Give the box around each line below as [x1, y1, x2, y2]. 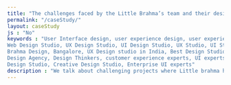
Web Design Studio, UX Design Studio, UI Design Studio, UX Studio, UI [7, 42, 217, 49]
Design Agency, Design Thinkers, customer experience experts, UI [7, 55, 201, 62]
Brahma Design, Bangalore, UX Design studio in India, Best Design [7, 49, 205, 56]
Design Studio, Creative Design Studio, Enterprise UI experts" [7, 61, 195, 68]
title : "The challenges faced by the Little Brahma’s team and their [7, 10, 211, 17]
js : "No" [7, 29, 36, 36]
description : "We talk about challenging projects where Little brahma [7, 67, 220, 74]
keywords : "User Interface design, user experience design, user [7, 36, 201, 42]
